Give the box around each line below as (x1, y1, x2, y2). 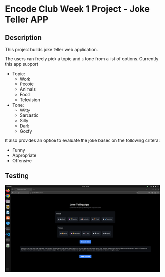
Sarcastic (19, 112, 39, 118)
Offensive (12, 158, 32, 163)
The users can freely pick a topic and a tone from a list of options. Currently (5, 56, 159, 62)
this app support (5, 61, 38, 67)
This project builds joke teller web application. (5, 47, 98, 52)
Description (5, 33, 42, 42)
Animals (19, 86, 36, 92)
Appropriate (12, 152, 37, 158)
